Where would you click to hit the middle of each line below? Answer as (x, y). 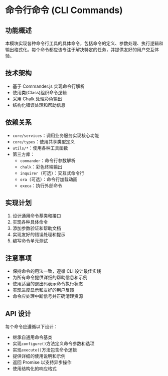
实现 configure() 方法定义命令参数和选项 (53, 343)
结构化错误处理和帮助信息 (39, 105)
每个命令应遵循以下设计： (32, 327)
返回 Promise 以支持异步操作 (42, 362)
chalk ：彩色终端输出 (41, 166)
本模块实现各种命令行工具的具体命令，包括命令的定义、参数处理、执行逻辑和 (84, 43)
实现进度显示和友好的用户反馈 (43, 290)
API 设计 (18, 314)
